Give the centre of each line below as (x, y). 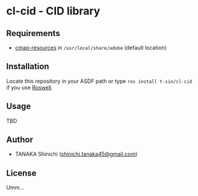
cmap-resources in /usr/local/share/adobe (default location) (91, 47)
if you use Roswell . (29, 87)
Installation (28, 66)
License (21, 173)
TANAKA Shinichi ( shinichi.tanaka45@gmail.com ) (76, 154)
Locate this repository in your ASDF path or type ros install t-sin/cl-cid (99, 81)
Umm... (15, 188)
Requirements (33, 33)
